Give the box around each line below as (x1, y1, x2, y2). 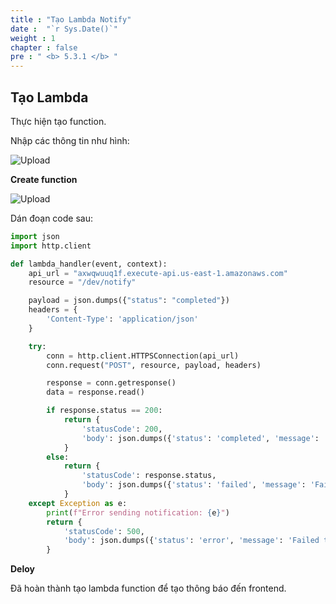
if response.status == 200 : (46, 406, 163, 416)
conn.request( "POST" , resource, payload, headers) (46, 360, 262, 370)
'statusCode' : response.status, (81, 471, 217, 481)
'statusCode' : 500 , (63, 526, 145, 536)
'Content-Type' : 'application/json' (46, 314, 199, 325)
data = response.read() (46, 387, 145, 398)
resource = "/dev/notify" (28, 277, 137, 288)
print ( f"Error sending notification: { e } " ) (46, 507, 230, 518)
